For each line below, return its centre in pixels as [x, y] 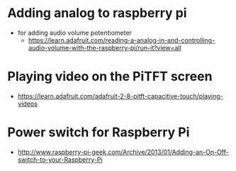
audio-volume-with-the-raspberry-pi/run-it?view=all [105, 48]
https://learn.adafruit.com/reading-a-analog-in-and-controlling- [122, 40]
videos [27, 104]
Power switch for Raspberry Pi [99, 132]
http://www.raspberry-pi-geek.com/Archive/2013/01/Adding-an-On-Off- [123, 152]
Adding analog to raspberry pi [97, 13]
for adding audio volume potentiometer [75, 33]
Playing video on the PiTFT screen [110, 77]
